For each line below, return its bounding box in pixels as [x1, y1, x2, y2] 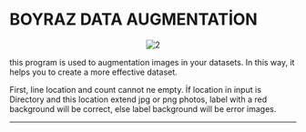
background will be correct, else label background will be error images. [9, 103, 277, 114]
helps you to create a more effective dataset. [9, 66, 178, 77]
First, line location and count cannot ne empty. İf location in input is [9, 84, 262, 95]
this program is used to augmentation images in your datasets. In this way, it [9, 56, 295, 67]
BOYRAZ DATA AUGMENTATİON [9, 9, 258, 30]
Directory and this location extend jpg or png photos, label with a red [9, 94, 267, 105]
